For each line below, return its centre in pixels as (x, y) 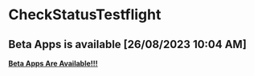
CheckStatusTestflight (85, 15)
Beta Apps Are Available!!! (53, 63)
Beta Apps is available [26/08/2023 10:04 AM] (127, 44)
